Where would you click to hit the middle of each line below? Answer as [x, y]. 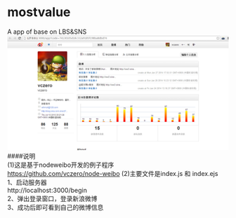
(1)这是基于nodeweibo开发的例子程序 [61, 165]
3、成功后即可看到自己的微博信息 [55, 207]
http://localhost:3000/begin [47, 190]
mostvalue [39, 12]
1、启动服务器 [27, 182]
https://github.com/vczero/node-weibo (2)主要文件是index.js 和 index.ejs [113, 173]
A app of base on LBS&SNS [47, 32]
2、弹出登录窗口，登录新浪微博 [52, 198]
